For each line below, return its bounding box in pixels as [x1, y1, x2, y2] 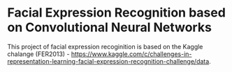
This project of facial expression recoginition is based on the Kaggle [7, 42, 203, 51]
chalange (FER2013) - [7, 50, 70, 58]
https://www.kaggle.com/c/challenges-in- [71, 50, 192, 58]
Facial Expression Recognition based [7, 5, 226, 21]
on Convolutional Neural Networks [7, 19, 212, 35]
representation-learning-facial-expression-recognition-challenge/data [7, 57, 210, 65]
